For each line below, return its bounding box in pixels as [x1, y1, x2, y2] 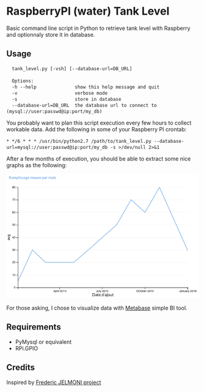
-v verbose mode [12, 90, 108, 96]
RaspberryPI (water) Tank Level [6, 4, 170, 18]
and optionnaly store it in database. [6, 31, 95, 38]
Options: [12, 78, 34, 84]
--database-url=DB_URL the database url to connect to [12, 102, 157, 108]
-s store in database [12, 96, 122, 102]
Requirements [6, 322, 61, 332]
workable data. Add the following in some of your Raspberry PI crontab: [6, 125, 187, 132]
